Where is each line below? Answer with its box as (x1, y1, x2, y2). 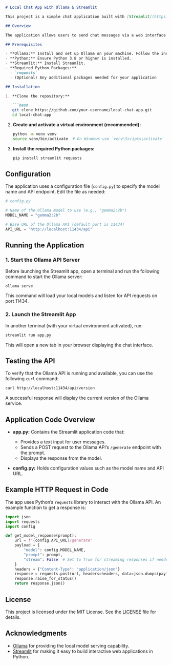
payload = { (14, 543, 40, 548)
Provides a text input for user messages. (20, 439, 106, 445)
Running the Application (5, 241, 84, 250)
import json (5, 514, 31, 519)
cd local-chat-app (12, 112, 52, 118)
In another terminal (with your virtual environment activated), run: (5, 322, 143, 328)
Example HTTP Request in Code (5, 485, 109, 494)
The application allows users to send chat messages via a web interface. (5, 32, 168, 38)
